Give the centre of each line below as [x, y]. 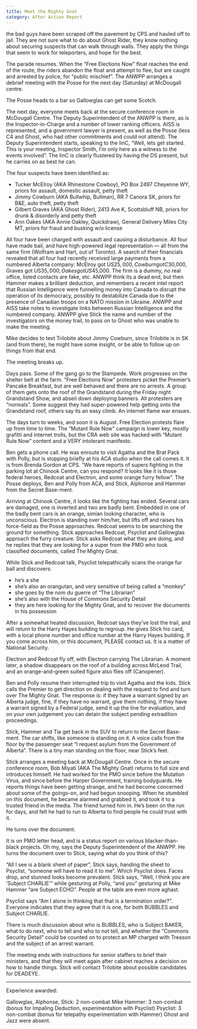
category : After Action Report [44, 17]
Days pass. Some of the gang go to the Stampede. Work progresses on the [97, 373]
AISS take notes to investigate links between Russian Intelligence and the [94, 308]
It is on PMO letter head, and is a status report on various [75, 840]
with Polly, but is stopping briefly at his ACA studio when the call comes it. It [98, 458]
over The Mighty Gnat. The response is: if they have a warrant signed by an [97, 695]
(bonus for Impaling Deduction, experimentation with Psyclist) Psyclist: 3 [94, 1008]
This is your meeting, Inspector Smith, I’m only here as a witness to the [91, 149]
